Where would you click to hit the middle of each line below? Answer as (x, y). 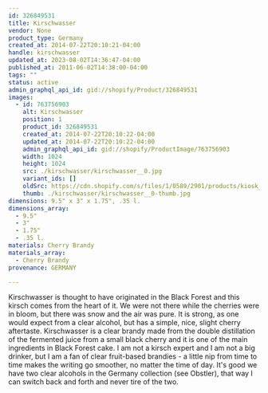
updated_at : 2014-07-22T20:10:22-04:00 (89, 141)
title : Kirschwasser (43, 23)
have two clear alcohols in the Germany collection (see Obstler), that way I (131, 373)
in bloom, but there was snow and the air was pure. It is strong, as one (124, 314)
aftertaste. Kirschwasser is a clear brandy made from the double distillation (132, 331)
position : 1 (42, 120)
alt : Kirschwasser (53, 112)
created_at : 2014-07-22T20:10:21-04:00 (75, 45)
